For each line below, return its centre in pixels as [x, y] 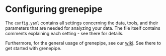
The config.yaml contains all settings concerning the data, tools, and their [82, 23]
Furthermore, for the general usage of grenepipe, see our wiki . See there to [83, 43]
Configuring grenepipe [54, 9]
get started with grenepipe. [33, 48]
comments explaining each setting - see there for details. [64, 33]
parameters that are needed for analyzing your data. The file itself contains [83, 28]
